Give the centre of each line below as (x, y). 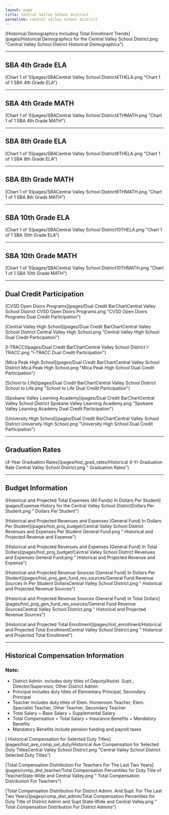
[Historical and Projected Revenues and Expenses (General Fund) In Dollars (83, 520)
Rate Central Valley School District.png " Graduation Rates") (67, 467)
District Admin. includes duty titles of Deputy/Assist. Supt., (73, 681)
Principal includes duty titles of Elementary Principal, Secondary (79, 692)
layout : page (19, 10)
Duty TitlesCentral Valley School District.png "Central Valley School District (83, 750)
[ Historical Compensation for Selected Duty (51, 739)
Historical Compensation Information (65, 656)
